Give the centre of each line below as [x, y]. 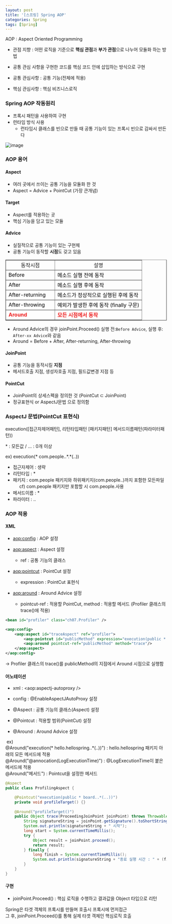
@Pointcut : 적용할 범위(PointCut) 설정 [52, 720]
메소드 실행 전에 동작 [81, 275]
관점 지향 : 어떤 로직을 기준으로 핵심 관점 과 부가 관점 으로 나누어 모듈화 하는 [87, 50]
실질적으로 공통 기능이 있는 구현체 [46, 245]
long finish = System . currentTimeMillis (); [80, 855]
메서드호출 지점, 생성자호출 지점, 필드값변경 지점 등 [63, 372]
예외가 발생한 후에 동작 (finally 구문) [98, 305]
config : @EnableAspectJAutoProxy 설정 [55, 699]
